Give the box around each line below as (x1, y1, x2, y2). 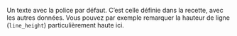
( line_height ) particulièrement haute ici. (6, 21, 125, 29)
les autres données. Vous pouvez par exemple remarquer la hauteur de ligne (6, 13, 230, 22)
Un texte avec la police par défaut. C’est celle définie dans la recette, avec (6, 6, 224, 14)
